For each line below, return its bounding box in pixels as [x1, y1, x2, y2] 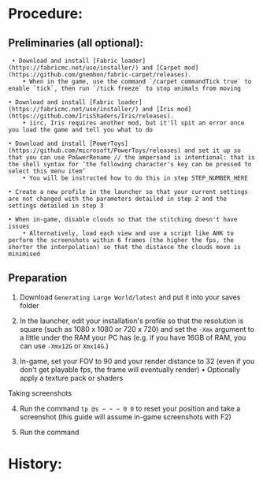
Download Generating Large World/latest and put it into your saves [19, 292, 241, 302]
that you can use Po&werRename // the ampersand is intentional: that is [8, 154, 256, 162]
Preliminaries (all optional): [8, 36, 144, 50]
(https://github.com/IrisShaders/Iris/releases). [8, 112, 175, 120]
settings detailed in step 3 [8, 202, 104, 210]
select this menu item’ [8, 167, 87, 175]
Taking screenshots [8, 388, 72, 398]
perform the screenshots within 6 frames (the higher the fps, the [8, 236, 235, 244]
